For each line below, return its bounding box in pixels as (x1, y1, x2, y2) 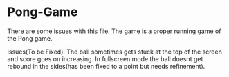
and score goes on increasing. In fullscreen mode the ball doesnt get (7, 54, 203, 63)
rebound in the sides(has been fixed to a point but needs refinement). (7, 62, 205, 70)
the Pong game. (7, 34, 53, 42)
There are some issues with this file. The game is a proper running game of (7, 27, 221, 35)
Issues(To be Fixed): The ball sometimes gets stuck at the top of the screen (7, 47, 223, 56)
